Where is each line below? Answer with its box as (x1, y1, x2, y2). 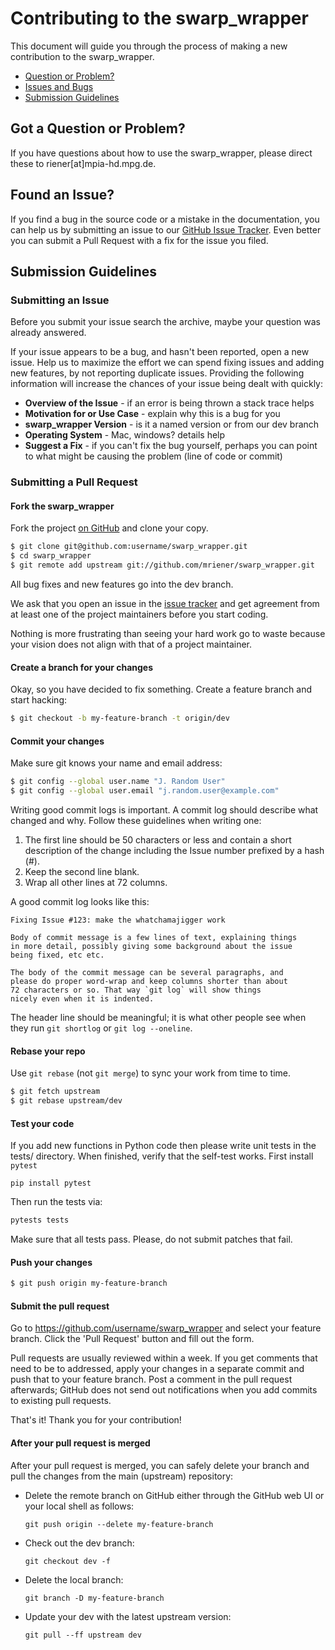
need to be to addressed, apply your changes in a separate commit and (10, 1363, 305, 1375)
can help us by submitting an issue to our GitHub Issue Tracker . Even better (10, 223, 322, 236)
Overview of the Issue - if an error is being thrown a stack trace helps (24, 397, 315, 409)
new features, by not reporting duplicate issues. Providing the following (10, 367, 305, 379)
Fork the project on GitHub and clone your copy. (10, 522, 209, 534)
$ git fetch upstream (10, 1087, 101, 1097)
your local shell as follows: (24, 1500, 135, 1512)
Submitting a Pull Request (10, 475, 138, 489)
